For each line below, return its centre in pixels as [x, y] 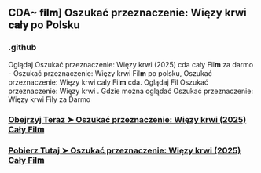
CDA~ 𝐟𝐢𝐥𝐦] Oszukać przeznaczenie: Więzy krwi [127, 13]
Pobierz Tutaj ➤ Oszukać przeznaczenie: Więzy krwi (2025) [125, 150]
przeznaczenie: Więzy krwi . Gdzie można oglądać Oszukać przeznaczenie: [131, 91]
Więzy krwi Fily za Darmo [50, 99]
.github [22, 48]
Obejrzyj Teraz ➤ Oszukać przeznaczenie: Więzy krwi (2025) [127, 119]
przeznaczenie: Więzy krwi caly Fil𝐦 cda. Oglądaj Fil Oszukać [108, 82]
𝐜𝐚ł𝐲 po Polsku [44, 25]
